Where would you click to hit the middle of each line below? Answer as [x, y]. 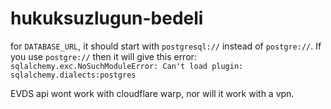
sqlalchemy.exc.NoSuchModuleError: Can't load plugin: [127, 66]
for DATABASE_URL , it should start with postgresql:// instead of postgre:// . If [166, 46]
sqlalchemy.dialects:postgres [73, 75]
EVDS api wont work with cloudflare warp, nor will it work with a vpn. [152, 93]
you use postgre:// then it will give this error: [103, 56]
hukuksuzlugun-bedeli [107, 18]
